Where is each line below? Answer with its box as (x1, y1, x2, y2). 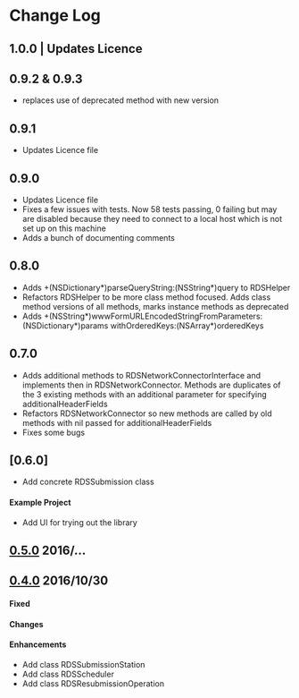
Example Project (9, 498, 71, 508)
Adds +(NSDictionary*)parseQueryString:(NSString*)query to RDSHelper (21, 282, 291, 293)
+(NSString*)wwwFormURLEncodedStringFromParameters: (43, 311, 263, 321)
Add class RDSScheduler (21, 668, 114, 679)
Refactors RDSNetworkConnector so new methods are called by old (21, 408, 272, 419)
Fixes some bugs (21, 427, 86, 438)
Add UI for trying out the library (21, 516, 138, 528)
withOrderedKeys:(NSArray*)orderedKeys (110, 319, 264, 331)
